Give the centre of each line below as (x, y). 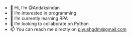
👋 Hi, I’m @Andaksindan (35, 8)
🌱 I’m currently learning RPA (39, 18)
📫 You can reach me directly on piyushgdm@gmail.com (68, 29)
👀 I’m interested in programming (43, 13)
